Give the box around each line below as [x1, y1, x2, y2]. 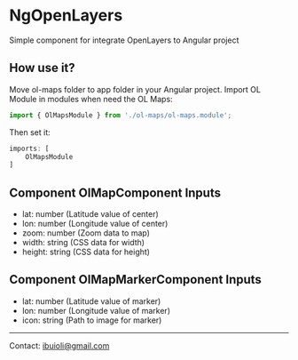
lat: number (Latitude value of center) [21, 209, 160, 220]
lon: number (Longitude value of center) [21, 219, 169, 229]
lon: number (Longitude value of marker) [21, 305, 171, 316]
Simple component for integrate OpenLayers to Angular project [9, 35, 239, 45]
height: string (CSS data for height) [21, 246, 151, 258]
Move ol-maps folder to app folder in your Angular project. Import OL [9, 84, 262, 94]
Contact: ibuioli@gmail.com [9, 340, 110, 351]
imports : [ [9, 144, 50, 153]
